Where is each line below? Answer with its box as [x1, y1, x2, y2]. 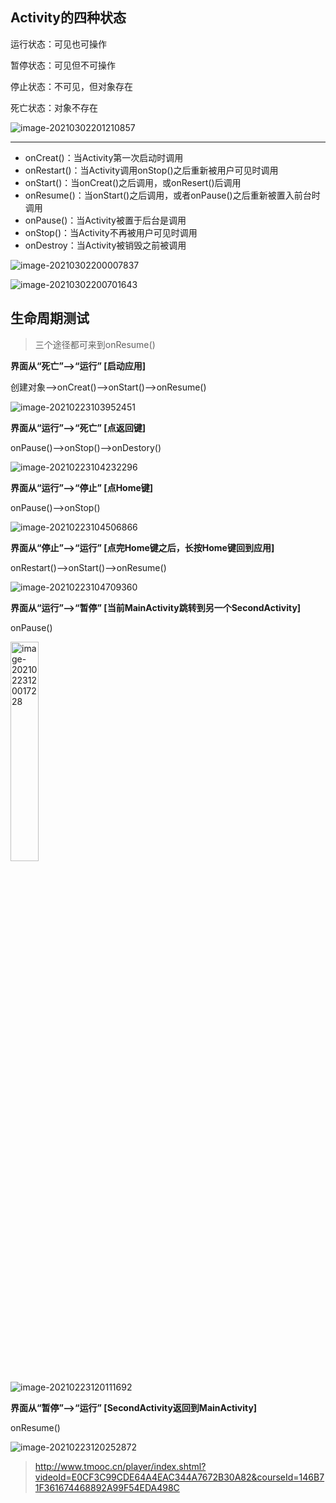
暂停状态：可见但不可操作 [10, 59, 116, 71]
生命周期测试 [10, 310, 90, 327]
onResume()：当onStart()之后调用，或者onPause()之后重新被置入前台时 [24, 189, 321, 201]
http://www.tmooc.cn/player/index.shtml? [34, 1460, 207, 1472]
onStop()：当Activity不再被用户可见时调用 [24, 226, 198, 238]
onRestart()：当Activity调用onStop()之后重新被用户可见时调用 [24, 164, 279, 176]
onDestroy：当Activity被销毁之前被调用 [24, 239, 187, 251]
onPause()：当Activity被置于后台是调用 [24, 214, 187, 226]
